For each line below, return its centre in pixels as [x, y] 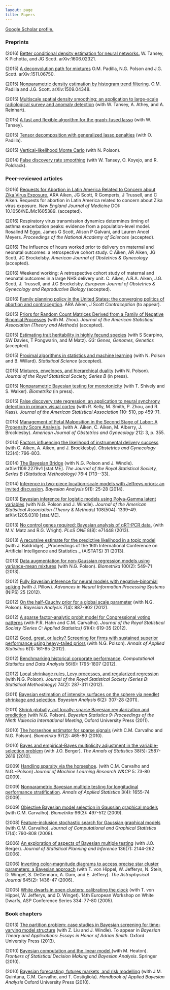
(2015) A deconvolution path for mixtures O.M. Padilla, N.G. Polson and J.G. [84, 69]
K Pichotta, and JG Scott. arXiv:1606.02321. [51, 58]
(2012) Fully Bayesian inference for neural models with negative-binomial [81, 581]
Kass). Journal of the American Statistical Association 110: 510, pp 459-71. [83, 412]
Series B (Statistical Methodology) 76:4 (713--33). [58, 474]
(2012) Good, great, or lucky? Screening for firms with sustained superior [82, 638]
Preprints [17, 42]
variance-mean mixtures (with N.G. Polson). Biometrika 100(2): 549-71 [79, 566]
